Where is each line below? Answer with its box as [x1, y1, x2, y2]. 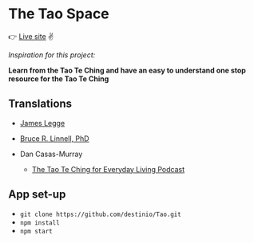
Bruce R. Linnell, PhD [19, 133, 89, 143]
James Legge [19, 118, 65, 127]
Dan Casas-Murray [19, 149, 83, 159]
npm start [19, 227, 54, 235]
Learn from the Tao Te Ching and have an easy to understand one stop [8, 65, 246, 75]
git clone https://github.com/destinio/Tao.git [19, 210, 181, 218]
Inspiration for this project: [8, 49, 96, 60]
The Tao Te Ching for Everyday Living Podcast [31, 164, 185, 174]
